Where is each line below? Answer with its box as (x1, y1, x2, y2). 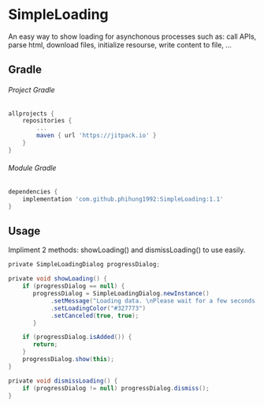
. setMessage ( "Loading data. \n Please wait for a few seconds (50, 296, 256, 305)
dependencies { (8, 187, 58, 195)
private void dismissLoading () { (8, 377, 118, 385)
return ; (32, 341, 58, 349)
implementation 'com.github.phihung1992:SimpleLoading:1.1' (22, 195, 224, 203)
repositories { (22, 117, 73, 125)
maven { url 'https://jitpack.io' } (36, 132, 157, 140)
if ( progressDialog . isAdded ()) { (22, 334, 132, 341)
